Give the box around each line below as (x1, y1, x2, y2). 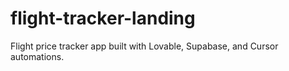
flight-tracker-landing (10, 7, 196, 30)
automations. (10, 50, 65, 62)
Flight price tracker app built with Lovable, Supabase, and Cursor (10, 40, 279, 52)
